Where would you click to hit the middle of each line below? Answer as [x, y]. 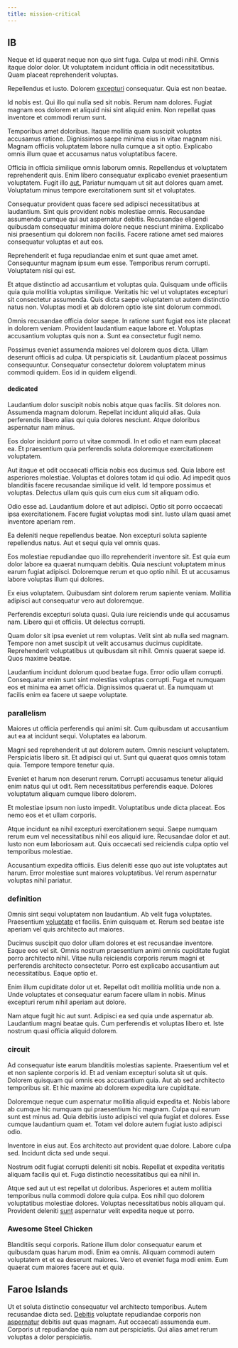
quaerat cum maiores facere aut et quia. [66, 1267]
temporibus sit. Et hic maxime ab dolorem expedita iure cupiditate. [104, 1087]
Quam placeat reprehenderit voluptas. [63, 75]
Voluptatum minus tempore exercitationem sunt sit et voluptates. [102, 190]
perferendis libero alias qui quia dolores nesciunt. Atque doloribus [104, 419]
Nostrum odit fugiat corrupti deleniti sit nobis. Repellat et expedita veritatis [116, 1167]
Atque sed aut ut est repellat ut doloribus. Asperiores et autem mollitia [109, 1188]
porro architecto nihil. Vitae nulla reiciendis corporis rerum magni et [106, 958]
